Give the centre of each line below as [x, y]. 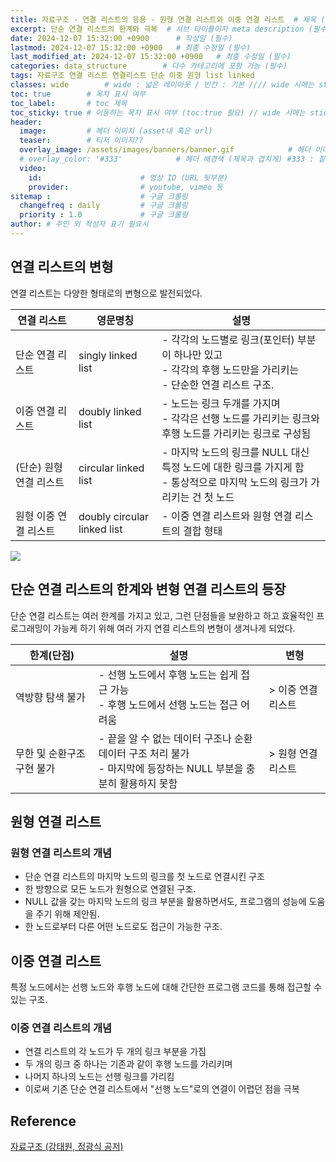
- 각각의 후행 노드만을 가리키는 [230, 369]
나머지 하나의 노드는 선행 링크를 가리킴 [99, 1077]
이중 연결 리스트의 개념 [61, 1028]
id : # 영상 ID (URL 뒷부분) [128, 177]
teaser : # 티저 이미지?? [81, 141]
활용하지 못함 [148, 783]
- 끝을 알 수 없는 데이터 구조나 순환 [175, 738]
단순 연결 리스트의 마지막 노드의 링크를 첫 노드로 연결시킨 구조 [144, 877]
